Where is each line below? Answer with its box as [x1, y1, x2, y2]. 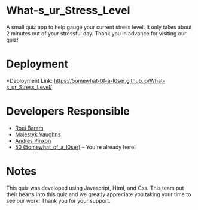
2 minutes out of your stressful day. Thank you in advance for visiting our [6, 29, 187, 37]
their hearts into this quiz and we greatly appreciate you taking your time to [6, 190, 191, 198]
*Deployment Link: [6, 77, 53, 84]
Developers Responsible [6, 104, 130, 118]
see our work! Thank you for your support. [6, 197, 111, 204]
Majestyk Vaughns [14, 130, 61, 138]
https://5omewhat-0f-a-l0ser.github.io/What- [53, 77, 166, 84]
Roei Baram [14, 124, 44, 131]
